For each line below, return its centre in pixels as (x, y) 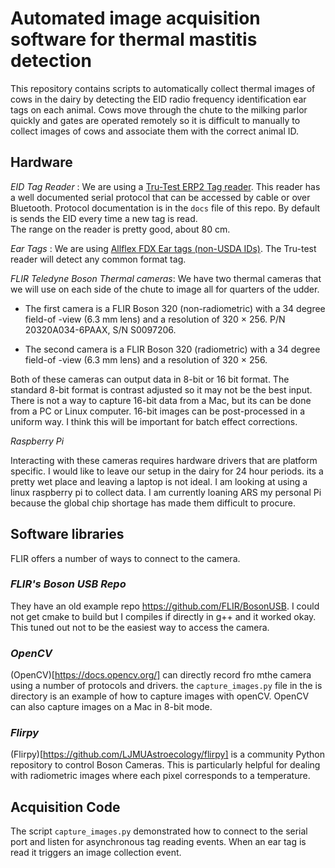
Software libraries (67, 534)
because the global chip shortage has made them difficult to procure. (153, 503)
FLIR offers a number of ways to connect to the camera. (125, 558)
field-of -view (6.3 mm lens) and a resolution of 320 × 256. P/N (155, 319)
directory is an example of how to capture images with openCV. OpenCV (160, 696)
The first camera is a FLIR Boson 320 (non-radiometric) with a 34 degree (175, 308)
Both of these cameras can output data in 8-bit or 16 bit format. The (150, 379)
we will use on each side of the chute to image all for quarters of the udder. (165, 289)
